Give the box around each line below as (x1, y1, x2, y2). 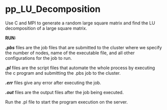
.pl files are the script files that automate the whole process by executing (5, 65, 156, 71)
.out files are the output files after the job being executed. (5, 89, 124, 95)
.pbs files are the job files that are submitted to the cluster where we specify (5, 44, 162, 50)
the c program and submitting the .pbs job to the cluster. (5, 70, 121, 76)
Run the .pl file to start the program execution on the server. (5, 99, 128, 105)
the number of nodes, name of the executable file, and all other (5, 50, 135, 56)
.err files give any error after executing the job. (5, 80, 101, 86)
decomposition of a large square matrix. (5, 25, 87, 31)
